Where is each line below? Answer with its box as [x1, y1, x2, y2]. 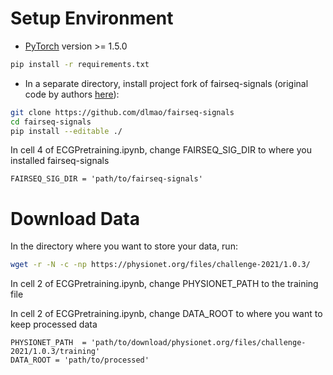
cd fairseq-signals [10, 117, 92, 127]
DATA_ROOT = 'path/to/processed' [10, 355, 150, 366]
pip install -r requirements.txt [10, 59, 150, 69]
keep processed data [10, 318, 98, 331]
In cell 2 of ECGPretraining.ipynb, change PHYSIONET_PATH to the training [10, 278, 319, 290]
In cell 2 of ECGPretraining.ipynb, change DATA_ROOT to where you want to [10, 308, 323, 320]
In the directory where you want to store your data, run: [10, 240, 238, 252]
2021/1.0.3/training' [10, 347, 101, 357]
